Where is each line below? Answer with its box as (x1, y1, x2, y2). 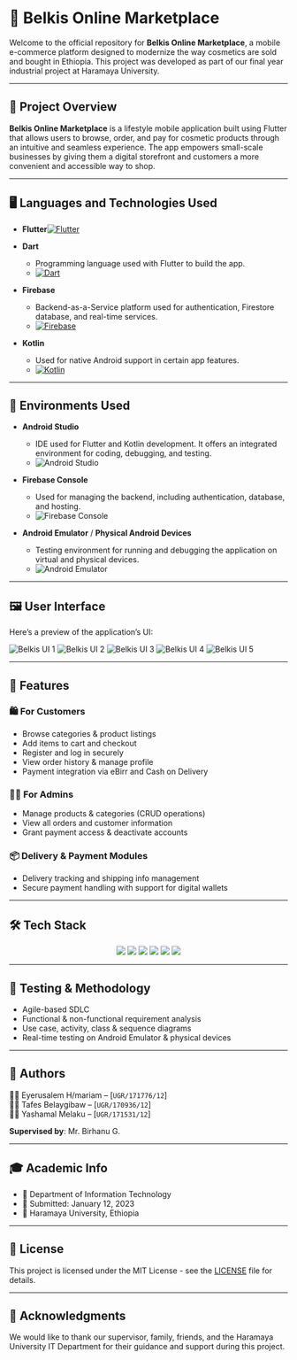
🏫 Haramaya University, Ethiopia (21, 1208, 140, 1218)
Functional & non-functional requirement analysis (21, 1014, 202, 1024)
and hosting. (34, 501, 81, 512)
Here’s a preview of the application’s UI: (9, 627, 153, 637)
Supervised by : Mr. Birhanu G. (9, 1125, 121, 1136)
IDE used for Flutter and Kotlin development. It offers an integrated (34, 438, 278, 450)
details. (9, 1274, 36, 1285)
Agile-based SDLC (21, 1004, 90, 1015)
